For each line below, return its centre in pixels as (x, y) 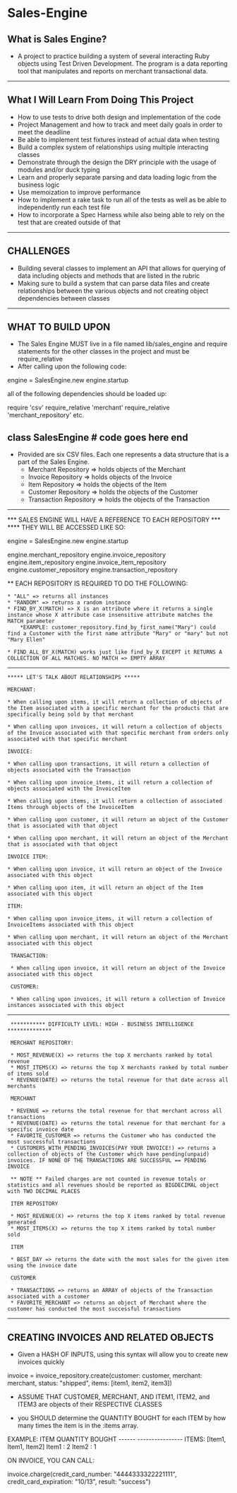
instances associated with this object (66, 1006)
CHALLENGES (39, 251)
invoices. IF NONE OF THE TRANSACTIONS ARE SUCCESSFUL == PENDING (107, 1161)
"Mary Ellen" (26, 640)
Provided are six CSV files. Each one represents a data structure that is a (123, 455)
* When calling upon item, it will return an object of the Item (105, 888)
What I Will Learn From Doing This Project (101, 100)
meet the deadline (44, 132)
